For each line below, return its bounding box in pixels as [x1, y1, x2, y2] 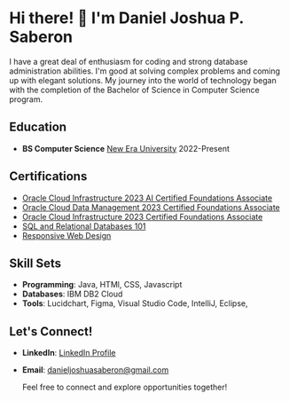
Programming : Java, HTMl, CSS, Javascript [21, 279, 183, 290]
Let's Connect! [9, 324, 93, 339]
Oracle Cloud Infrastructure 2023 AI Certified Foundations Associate [21, 193, 273, 203]
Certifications [9, 169, 88, 185]
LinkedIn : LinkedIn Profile [21, 348, 116, 358]
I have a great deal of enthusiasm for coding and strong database [9, 56, 248, 67]
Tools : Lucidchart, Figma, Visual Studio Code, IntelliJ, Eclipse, [21, 298, 248, 309]
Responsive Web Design [21, 230, 112, 240]
